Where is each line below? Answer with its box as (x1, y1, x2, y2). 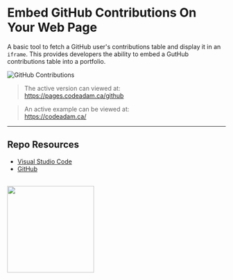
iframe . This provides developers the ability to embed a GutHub (7, 50, 189, 58)
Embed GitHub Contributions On (7, 5, 197, 21)
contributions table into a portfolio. (7, 57, 106, 65)
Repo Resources (7, 139, 80, 150)
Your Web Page (7, 19, 98, 35)
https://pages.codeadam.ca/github (24, 91, 124, 100)
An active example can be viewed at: (24, 105, 130, 113)
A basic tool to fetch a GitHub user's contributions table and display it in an (7, 42, 221, 51)
